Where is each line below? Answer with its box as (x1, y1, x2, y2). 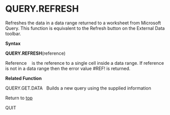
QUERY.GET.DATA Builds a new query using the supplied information (5, 85, 151, 91)
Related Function (5, 75, 42, 81)
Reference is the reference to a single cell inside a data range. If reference (5, 60, 164, 66)
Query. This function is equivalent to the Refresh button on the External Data (5, 25, 165, 31)
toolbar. (5, 30, 21, 36)
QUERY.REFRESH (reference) (5, 50, 66, 56)
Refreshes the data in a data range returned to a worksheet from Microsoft (5, 20, 161, 26)
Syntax (5, 40, 21, 46)
